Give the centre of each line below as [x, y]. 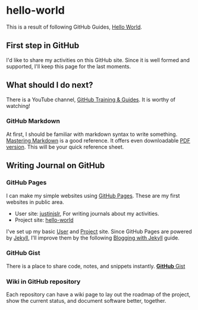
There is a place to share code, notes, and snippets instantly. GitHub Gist [96, 266]
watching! [18, 106]
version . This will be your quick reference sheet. [65, 147]
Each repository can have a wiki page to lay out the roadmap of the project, [98, 294]
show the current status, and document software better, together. [86, 301]
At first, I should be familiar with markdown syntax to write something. [92, 134]
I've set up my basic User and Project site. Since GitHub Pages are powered [99, 231]
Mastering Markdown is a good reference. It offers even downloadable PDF [98, 140]
